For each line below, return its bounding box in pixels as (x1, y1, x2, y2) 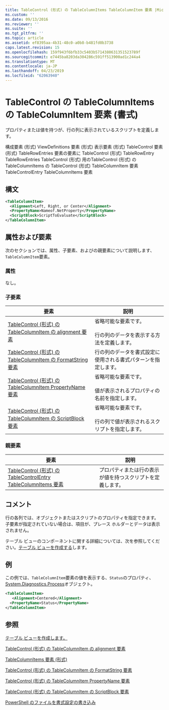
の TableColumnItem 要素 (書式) (5, 109, 138, 121)
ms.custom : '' (5, 12, 35, 17)
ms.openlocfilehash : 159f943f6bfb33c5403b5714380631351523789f (5, 49, 141, 55)
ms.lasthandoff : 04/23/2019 (5, 69, 64, 74)
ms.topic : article (5, 36, 44, 41)
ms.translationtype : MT (5, 59, 55, 64)
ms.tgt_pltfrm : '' (5, 31, 44, 36)
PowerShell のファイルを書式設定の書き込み (5, 699, 96, 705)
